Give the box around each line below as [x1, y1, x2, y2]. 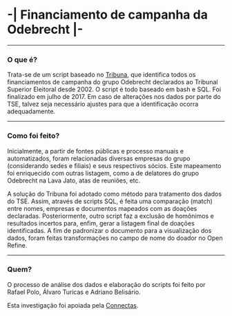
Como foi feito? [7, 131, 60, 141]
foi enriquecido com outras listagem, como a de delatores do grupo [7, 169, 199, 177]
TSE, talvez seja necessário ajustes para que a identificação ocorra [7, 100, 199, 109]
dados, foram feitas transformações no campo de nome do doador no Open [7, 234, 223, 242]
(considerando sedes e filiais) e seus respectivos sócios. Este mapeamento [7, 161, 222, 169]
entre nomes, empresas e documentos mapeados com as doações [7, 204, 197, 212]
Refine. [7, 241, 28, 249]
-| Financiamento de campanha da [7, 7, 209, 23]
